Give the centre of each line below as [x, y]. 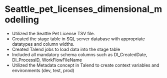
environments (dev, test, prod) [43, 70]
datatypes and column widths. [43, 44]
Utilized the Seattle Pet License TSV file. [53, 33]
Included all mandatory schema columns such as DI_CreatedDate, [80, 54]
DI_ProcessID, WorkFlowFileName [47, 60]
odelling [22, 20]
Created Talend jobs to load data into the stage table [66, 49]
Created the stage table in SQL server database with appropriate [78, 39]
